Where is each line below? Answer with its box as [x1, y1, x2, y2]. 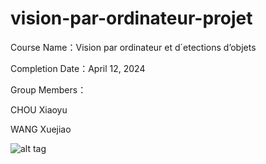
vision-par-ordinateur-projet [10, 7, 253, 30]
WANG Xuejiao [10, 123, 72, 135]
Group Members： [10, 83, 87, 96]
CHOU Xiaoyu [10, 103, 68, 116]
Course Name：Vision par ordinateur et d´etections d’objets [10, 41, 257, 53]
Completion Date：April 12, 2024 [10, 62, 146, 74]
